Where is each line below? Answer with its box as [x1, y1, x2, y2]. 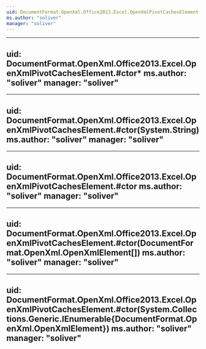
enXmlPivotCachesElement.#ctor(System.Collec [6, 304, 197, 315]
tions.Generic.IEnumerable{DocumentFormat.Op [6, 314, 197, 324]
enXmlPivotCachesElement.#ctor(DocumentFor [6, 238, 194, 248]
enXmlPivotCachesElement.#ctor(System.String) [6, 125, 200, 135]
